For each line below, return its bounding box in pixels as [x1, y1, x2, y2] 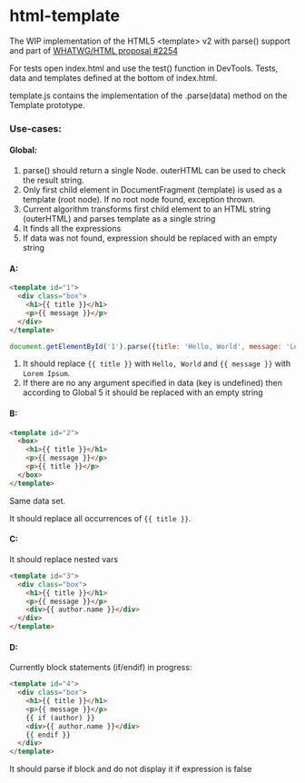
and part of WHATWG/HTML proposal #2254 [9, 45, 179, 55]
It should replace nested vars [9, 553, 119, 564]
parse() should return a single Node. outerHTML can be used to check [22, 165, 286, 176]
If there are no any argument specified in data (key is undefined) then [22, 378, 283, 389]
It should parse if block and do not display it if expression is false [9, 764, 252, 775]
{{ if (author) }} [25, 713, 95, 722]
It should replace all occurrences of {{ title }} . [9, 512, 192, 523]
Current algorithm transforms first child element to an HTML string [22, 203, 271, 214]
